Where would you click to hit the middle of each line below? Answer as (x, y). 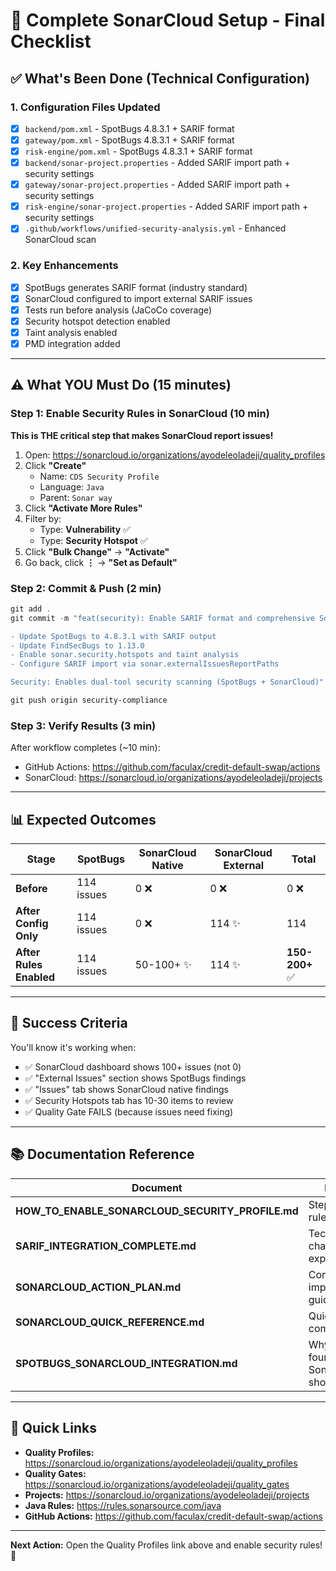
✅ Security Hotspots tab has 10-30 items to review (129, 1100)
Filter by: (43, 518)
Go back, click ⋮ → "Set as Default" (101, 562)
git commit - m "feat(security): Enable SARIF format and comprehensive (162, 618)
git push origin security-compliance (89, 700)
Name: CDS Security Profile (99, 476)
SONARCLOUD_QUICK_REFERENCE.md (110, 1322)
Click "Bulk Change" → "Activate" (97, 551)
